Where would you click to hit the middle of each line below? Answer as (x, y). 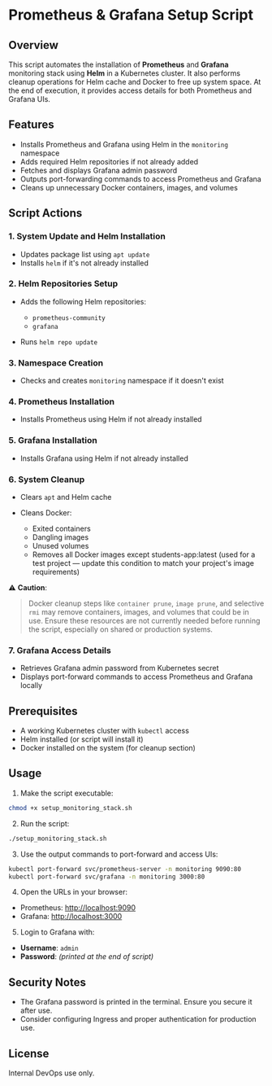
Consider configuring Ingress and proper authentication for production (138, 1019)
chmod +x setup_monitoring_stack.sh (70, 808)
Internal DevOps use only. (52, 1073)
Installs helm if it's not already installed (84, 263)
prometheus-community (69, 318)
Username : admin (49, 948)
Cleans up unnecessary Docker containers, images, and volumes (129, 187)
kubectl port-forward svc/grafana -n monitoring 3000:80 (107, 877)
